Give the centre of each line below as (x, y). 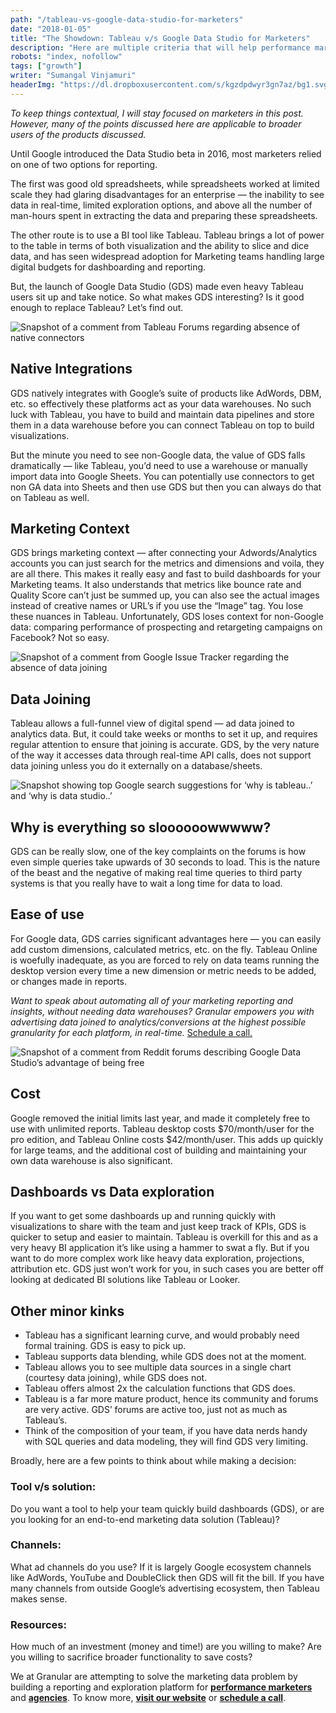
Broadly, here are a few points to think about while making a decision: (153, 1461)
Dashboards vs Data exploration (112, 1192)
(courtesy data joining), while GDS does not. (116, 1378)
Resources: (38, 1624)
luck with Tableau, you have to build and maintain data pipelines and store (162, 414)
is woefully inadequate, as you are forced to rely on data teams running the (165, 960)
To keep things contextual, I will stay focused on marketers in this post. (157, 113)
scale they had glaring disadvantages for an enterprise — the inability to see (167, 194)
